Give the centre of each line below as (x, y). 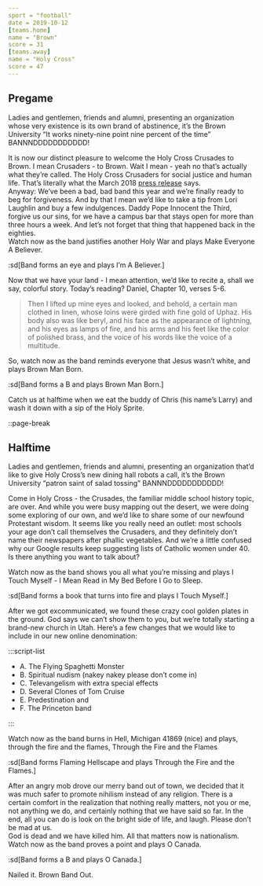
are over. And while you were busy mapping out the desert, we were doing (129, 507)
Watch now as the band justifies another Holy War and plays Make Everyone (131, 241)
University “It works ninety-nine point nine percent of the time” (110, 134)
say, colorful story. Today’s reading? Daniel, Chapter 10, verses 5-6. (117, 289)
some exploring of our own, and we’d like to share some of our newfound (126, 515)
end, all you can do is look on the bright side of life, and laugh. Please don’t (130, 819)
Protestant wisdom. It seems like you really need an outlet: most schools (125, 524)
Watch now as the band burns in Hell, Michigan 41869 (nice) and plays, (123, 739)
